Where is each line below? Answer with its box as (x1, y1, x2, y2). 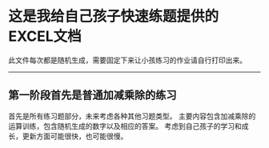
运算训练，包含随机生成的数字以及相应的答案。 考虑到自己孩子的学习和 (8, 121, 242, 130)
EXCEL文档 (8, 27, 82, 46)
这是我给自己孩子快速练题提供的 (8, 7, 219, 26)
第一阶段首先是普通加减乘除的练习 (8, 89, 177, 102)
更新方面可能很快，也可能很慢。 (22, 131, 128, 141)
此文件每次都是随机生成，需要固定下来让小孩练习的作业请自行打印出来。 (8, 55, 247, 65)
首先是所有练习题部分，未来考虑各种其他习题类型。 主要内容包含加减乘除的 (8, 111, 256, 121)
